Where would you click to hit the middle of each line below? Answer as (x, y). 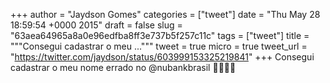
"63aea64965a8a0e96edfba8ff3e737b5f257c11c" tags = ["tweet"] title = (160, 35)
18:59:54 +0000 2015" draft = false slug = (96, 25)
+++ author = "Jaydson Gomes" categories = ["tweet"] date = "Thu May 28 (165, 14)
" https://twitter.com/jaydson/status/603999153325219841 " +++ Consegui (162, 57)
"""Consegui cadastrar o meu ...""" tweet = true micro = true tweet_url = (159, 46)
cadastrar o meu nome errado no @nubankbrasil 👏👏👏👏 (123, 67)
